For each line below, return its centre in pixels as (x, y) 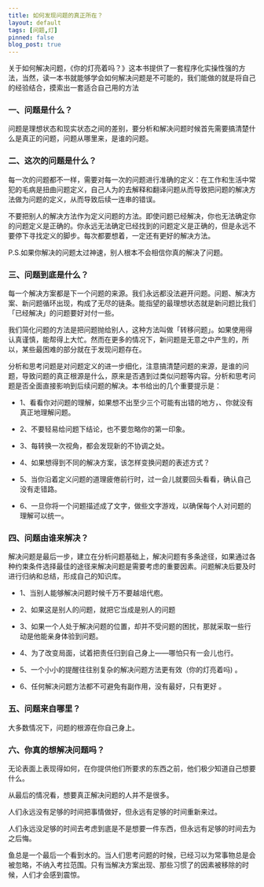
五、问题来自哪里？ (44, 709)
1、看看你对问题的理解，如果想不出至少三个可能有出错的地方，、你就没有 (136, 403)
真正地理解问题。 (47, 412)
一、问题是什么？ (40, 110)
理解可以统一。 (44, 516)
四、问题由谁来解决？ (48, 538)
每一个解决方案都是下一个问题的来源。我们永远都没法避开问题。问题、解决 (128, 294)
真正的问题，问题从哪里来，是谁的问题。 (87, 139)
